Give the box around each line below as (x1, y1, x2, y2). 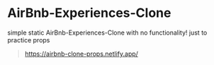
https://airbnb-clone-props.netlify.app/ (24, 49, 138, 58)
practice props (7, 35, 50, 44)
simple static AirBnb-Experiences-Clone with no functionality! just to (7, 28, 208, 37)
